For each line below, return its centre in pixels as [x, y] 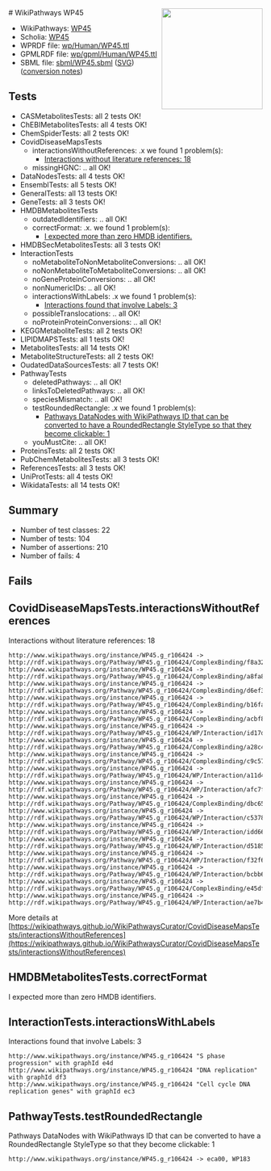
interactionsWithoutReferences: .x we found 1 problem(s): [127, 150]
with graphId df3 [38, 1077]
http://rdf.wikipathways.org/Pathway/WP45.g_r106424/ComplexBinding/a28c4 [137, 747]
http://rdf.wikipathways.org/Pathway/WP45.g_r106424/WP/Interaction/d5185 [137, 846]
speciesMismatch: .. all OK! [77, 399]
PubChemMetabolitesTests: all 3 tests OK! [90, 459]
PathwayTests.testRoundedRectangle [106, 1116]
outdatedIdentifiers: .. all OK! [79, 219]
